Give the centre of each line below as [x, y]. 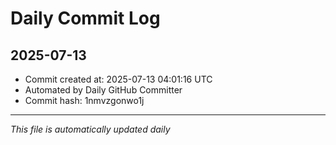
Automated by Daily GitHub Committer [103, 90]
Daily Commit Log [85, 18]
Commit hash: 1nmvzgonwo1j [84, 100]
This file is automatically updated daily [90, 129]
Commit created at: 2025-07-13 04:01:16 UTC [118, 79]
